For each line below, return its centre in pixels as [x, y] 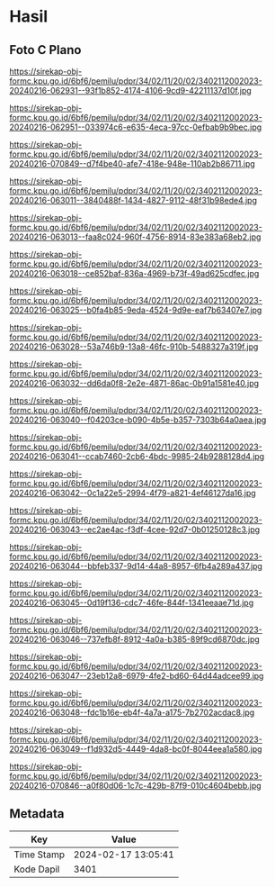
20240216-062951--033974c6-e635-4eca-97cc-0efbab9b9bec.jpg [136, 127]
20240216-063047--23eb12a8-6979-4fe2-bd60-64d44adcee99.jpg [137, 676]
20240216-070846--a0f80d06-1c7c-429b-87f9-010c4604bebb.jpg [136, 786]
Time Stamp [40, 855]
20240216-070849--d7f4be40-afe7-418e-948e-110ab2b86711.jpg [133, 163]
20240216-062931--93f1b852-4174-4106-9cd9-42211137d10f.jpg [130, 91]
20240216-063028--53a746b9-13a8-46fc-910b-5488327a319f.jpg [134, 347]
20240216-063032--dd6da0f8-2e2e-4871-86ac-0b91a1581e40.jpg [134, 383]
